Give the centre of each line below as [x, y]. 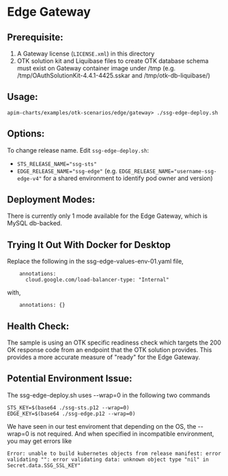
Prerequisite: [35, 37]
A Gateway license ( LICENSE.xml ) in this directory [86, 53]
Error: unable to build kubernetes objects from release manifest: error [114, 453]
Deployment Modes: [51, 200]
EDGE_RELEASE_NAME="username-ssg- [168, 171]
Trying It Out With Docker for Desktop [89, 245]
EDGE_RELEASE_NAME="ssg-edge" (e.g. [67, 171]
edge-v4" [29, 179]
